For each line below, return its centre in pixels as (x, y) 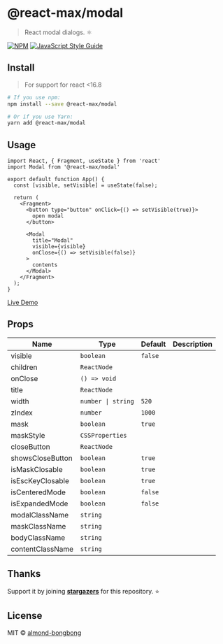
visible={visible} (59, 247)
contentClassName (42, 549)
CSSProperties (103, 435)
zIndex (22, 413)
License (25, 616)
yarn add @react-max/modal (46, 123)
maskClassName (38, 526)
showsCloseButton (42, 458)
